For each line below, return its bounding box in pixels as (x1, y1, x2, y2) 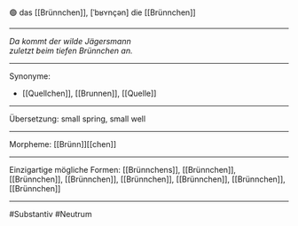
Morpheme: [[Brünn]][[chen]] (9, 139, 117, 149)
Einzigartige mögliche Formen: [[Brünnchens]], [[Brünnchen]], (9, 165, 237, 175)
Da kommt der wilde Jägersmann (9, 36, 131, 46)
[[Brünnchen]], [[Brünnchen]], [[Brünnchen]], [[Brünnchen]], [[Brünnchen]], (9, 174, 286, 184)
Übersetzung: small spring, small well (9, 113, 146, 124)
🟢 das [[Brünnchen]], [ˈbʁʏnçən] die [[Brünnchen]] (9, 7, 197, 18)
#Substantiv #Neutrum (9, 209, 92, 219)
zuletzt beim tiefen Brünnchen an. (9, 45, 133, 56)
